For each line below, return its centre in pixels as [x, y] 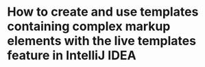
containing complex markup [89, 26]
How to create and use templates [103, 12]
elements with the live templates [102, 41]
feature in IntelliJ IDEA [72, 56]
